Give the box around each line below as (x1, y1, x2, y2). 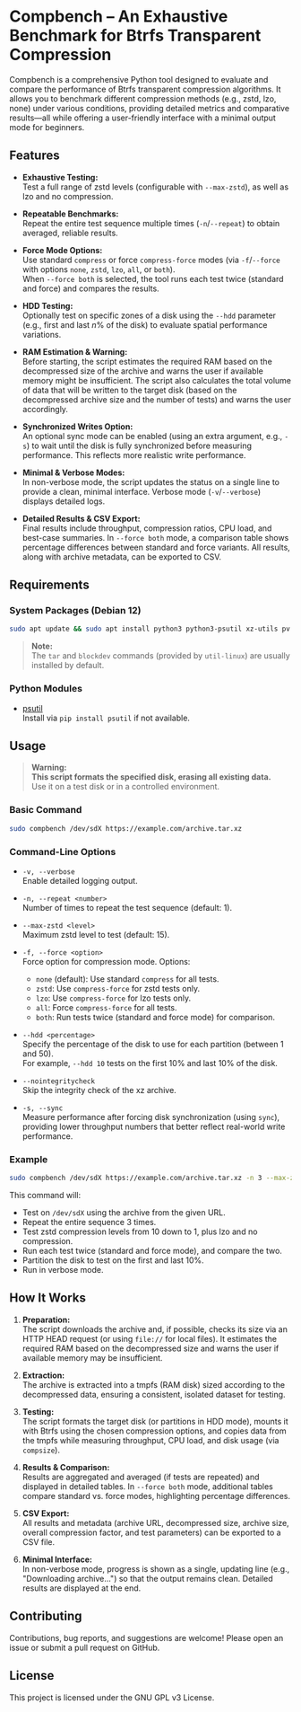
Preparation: (21, 1314, 71, 1325)
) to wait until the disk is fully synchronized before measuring (26, 440, 253, 451)
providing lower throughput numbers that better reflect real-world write (21, 1121, 286, 1132)
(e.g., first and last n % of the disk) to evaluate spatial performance (21, 319, 268, 330)
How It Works (9, 1291, 87, 1306)
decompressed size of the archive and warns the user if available (21, 366, 264, 376)
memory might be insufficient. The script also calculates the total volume (21, 375, 292, 385)
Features (9, 148, 60, 163)
